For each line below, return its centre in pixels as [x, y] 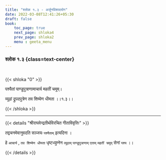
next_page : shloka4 [34, 33]
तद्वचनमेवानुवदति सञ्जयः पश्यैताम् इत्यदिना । [39, 133]
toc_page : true [30, 28]
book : [11, 23]
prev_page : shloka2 [34, 38]
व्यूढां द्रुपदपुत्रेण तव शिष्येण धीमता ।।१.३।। [39, 99]
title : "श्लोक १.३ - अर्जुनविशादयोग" [37, 10]
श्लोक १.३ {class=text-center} [40, 59]
